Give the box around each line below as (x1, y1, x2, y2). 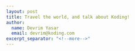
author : (6, 19, 25, 25)
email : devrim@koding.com (11, 30, 75, 36)
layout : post (6, 8, 38, 15)
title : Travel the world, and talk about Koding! (6, 14, 130, 20)
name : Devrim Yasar (11, 25, 59, 31)
